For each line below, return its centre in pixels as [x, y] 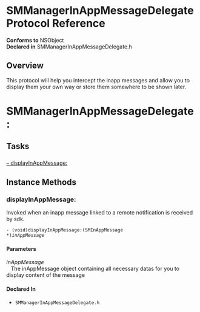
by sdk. [15, 219]
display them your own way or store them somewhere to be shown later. [96, 87]
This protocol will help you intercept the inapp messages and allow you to [98, 80]
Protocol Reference [56, 23]
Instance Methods [42, 182]
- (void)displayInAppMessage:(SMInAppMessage [65, 230]
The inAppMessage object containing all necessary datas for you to [95, 269]
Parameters [21, 248]
